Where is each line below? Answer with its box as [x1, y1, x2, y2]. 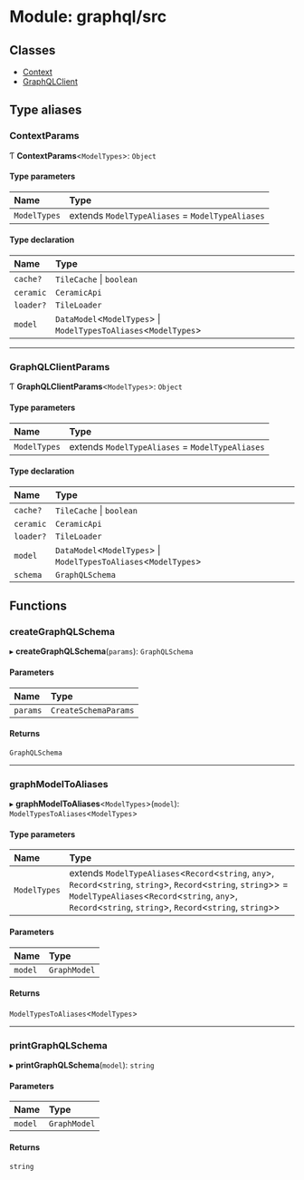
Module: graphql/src [9, 6, 167, 27]
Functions [9, 599, 68, 614]
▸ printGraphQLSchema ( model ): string [9, 1059, 155, 1071]
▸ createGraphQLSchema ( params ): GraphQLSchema [9, 646, 194, 657]
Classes [9, 43, 56, 58]
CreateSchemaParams [51, 705, 135, 716]
